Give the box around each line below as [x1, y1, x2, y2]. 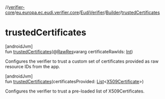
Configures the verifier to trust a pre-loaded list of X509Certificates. [5, 88, 145, 94]
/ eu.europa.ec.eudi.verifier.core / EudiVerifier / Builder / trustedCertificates [14, 9, 160, 15]
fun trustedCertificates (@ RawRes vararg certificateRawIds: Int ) [5, 48, 133, 54]
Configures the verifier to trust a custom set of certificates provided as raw [5, 58, 159, 64]
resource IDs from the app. [5, 63, 61, 69]
